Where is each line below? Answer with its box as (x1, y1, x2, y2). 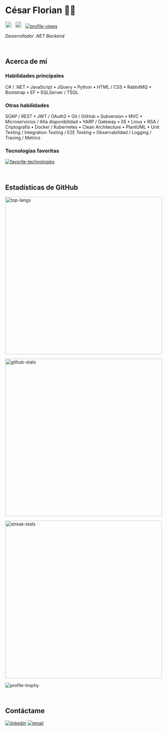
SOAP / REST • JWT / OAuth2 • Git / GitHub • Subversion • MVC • (5, 113, 143, 119)
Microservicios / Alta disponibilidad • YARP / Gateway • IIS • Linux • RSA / (5, 118, 159, 125)
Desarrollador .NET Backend (5, 33, 65, 39)
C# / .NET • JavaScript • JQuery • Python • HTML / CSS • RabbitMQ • (5, 84, 152, 90)
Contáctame (5, 707, 45, 715)
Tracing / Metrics (5, 135, 41, 141)
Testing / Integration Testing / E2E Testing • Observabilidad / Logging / (5, 129, 152, 135)
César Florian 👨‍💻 (5, 5, 76, 16)
